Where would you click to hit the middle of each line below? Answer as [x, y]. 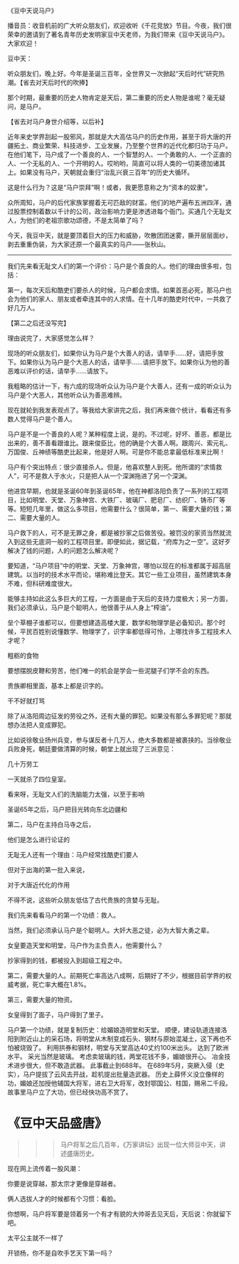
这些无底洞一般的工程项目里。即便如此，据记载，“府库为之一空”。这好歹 [125, 542]
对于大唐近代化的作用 [38, 885]
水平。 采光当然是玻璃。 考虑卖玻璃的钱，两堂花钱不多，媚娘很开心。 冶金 [116, 1056]
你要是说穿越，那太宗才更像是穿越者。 [63, 1184]
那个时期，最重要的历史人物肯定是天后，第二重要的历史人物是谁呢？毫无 [113, 97]
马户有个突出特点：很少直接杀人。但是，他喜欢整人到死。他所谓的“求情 [112, 467]
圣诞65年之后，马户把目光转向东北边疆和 [67, 809]
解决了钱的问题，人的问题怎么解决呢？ [63, 551]
